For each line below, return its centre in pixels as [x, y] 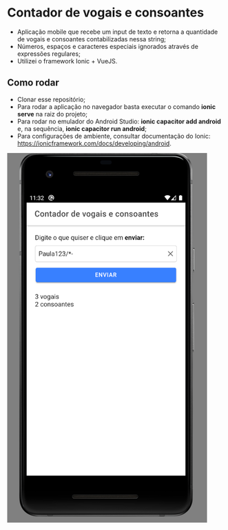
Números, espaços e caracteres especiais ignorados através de [107, 46]
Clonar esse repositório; [51, 99]
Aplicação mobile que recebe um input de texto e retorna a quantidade [117, 32]
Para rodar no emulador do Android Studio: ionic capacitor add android [119, 121]
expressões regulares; [49, 54]
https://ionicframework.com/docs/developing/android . [94, 143]
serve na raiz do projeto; [52, 114]
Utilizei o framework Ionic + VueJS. [67, 61]
